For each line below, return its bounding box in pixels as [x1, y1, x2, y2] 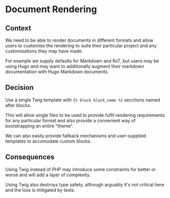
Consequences [5, 153, 55, 161]
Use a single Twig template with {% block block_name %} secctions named [5, 96, 160, 103]
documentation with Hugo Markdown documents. [5, 69, 109, 75]
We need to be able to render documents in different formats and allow [5, 37, 154, 43]
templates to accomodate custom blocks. [5, 138, 92, 144]
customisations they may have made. [5, 48, 83, 54]
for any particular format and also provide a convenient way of [5, 117, 136, 123]
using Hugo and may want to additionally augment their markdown [5, 63, 145, 69]
